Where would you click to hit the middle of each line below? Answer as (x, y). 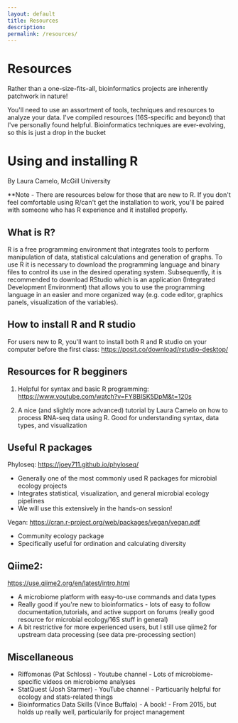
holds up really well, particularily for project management (101, 712)
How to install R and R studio (72, 325)
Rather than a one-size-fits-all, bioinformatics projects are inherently (108, 89)
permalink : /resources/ (43, 34)
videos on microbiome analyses (89, 682)
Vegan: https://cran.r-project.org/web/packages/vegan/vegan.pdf (104, 523)
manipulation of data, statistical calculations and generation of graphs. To (115, 257)
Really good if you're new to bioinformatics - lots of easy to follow (114, 604)
